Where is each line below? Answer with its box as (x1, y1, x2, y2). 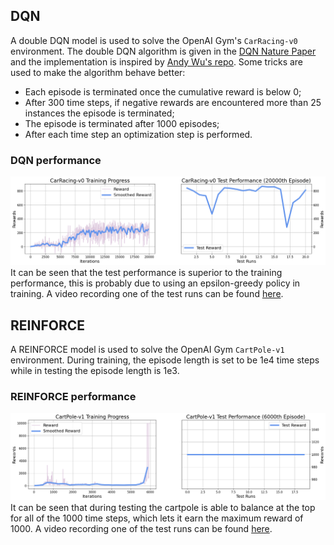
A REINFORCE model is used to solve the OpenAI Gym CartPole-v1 (10, 344, 285, 356)
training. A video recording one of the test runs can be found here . (10, 288, 284, 300)
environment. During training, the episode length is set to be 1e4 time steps (10, 354, 320, 366)
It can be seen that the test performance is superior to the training (10, 267, 283, 279)
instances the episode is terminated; (24, 107, 175, 119)
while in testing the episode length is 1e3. (10, 365, 180, 377)
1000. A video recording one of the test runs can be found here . (10, 522, 273, 534)
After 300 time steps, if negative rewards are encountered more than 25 (24, 96, 322, 108)
